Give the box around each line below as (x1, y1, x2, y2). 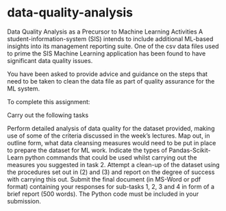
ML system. (7, 84, 40, 92)
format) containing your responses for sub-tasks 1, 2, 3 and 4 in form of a (7, 182, 214, 190)
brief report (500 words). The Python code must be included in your (7, 190, 199, 198)
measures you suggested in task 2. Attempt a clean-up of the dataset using (7, 160, 221, 169)
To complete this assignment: (7, 97, 90, 105)
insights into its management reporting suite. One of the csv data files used (7, 42, 219, 50)
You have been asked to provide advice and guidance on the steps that (7, 70, 208, 78)
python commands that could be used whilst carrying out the (25, 153, 197, 162)
